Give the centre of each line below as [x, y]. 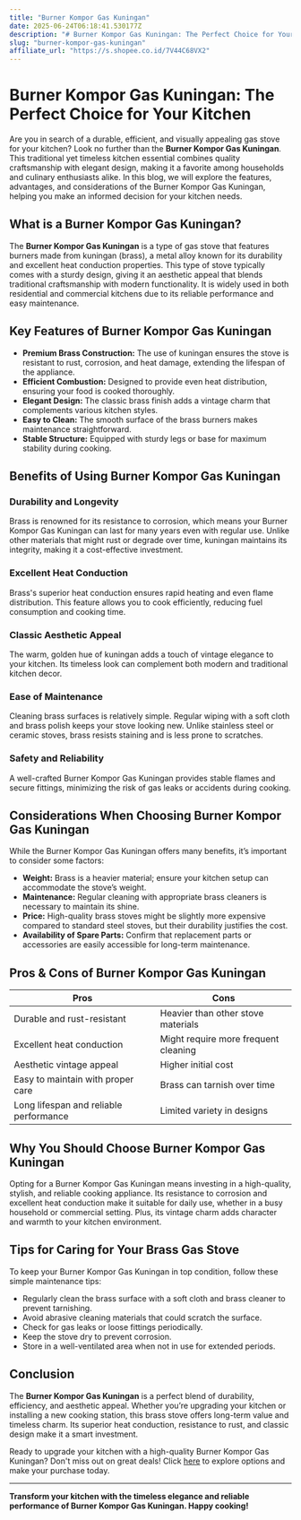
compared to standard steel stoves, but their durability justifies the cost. [155, 926]
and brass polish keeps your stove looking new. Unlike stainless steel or [142, 726]
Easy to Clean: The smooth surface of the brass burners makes [140, 419]
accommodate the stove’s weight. [84, 887]
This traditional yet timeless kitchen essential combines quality [125, 159]
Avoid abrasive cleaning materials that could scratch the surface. [142, 1317]
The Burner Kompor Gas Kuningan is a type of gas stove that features [140, 246]
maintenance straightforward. [77, 429]
